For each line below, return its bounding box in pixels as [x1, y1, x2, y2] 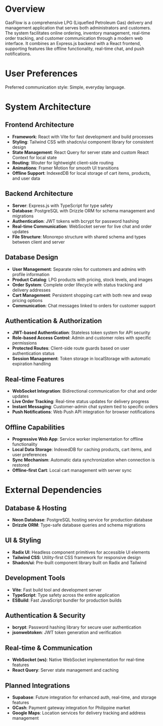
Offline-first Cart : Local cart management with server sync [12, 467, 132, 473]
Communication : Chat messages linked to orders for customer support [12, 303, 156, 308]
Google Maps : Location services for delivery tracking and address [12, 710, 146, 716]
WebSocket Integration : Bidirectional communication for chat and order [12, 388, 158, 394]
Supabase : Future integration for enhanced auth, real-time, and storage [12, 694, 157, 700]
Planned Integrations [5, 681, 70, 690]
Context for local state [12, 154, 57, 160]
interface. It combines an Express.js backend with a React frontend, [5, 40, 142, 46]
